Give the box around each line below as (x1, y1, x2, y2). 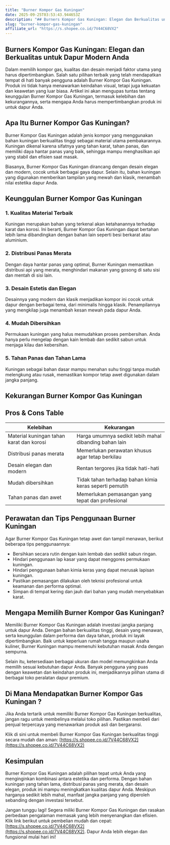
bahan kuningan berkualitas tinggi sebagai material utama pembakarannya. (5, 137, 162, 143)
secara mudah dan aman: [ (5, 737, 61, 743)
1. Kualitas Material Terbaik (5, 210, 73, 217)
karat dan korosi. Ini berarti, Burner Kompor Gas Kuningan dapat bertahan (5, 226, 159, 233)
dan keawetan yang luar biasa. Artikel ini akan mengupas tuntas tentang (5, 88, 155, 94)
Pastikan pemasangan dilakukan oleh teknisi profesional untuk (12, 578, 143, 584)
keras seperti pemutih (76, 482, 129, 489)
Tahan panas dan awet (8, 493, 62, 501)
